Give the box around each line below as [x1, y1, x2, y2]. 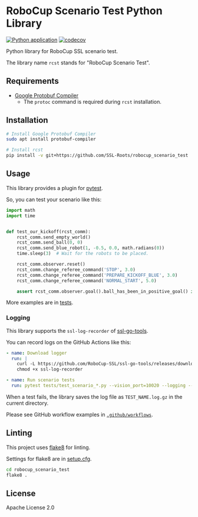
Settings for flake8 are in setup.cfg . [6, 455, 92, 462]
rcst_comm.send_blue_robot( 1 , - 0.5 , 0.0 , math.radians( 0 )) [16, 245, 165, 251]
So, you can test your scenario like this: [6, 196, 102, 203]
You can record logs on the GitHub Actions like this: [6, 338, 131, 346]
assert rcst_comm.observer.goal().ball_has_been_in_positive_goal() [16, 288, 189, 295]
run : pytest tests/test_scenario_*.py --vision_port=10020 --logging [11, 382, 186, 389]
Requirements [6, 76, 59, 86]
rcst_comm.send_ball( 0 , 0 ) [16, 240, 83, 246]
